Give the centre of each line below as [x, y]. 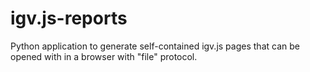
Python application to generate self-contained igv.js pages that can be [155, 46]
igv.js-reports [69, 18]
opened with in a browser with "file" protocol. [104, 56]
